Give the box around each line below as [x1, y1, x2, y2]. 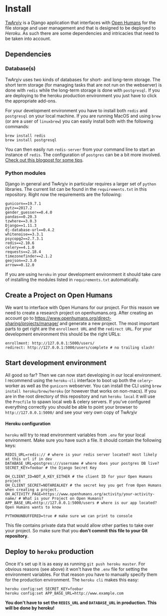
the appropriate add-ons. [5, 98, 57, 104]
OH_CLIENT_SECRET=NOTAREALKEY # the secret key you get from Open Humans [5, 483, 162, 488]
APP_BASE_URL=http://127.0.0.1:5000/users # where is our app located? [5, 500, 157, 505]
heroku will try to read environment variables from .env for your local [5, 432, 146, 438]
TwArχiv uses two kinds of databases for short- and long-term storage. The [5, 76, 161, 83]
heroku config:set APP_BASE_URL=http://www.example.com [5, 590, 124, 596]
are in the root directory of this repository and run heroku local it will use [5, 393, 156, 399]
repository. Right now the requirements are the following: [5, 191, 122, 197]
